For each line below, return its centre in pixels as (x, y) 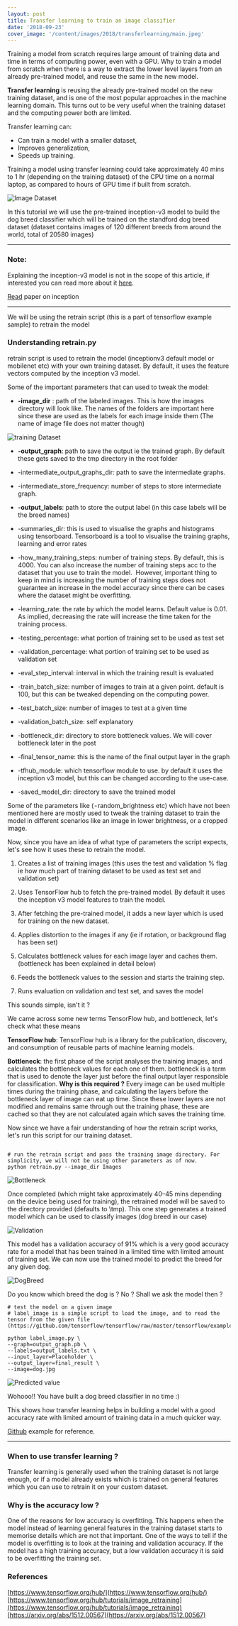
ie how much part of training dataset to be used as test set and (109, 871)
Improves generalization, (53, 148)
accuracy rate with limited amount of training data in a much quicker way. (114, 1417)
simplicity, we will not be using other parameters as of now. (103, 1161)
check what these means (44, 1026)
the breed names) (44, 515)
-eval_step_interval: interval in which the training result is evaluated (115, 672)
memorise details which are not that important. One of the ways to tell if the (118, 1536)
